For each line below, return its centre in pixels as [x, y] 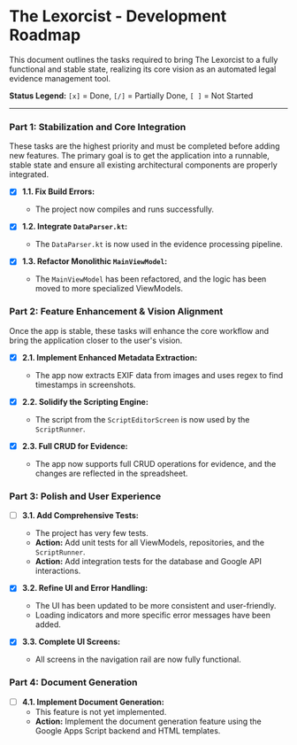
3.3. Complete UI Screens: [71, 642]
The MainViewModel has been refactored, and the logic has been [151, 279]
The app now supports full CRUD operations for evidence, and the [156, 463]
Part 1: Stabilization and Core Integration [98, 127]
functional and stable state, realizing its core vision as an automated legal [143, 69]
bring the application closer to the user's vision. [96, 340]
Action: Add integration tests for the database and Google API [148, 562]
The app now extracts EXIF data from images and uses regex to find [159, 375]
